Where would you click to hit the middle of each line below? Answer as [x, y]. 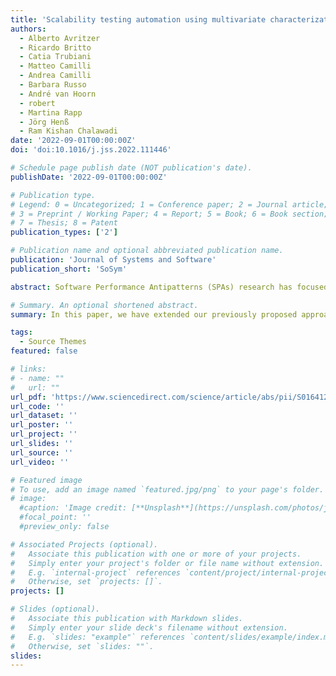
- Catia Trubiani [55, 57]
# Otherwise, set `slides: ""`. [82, 646]
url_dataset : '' [44, 416]
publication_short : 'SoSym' [69, 269]
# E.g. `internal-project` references [96, 572]
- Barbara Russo [53, 85]
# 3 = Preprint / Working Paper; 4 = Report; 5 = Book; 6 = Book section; [169, 214]
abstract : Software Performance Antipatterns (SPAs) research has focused [169, 287]
